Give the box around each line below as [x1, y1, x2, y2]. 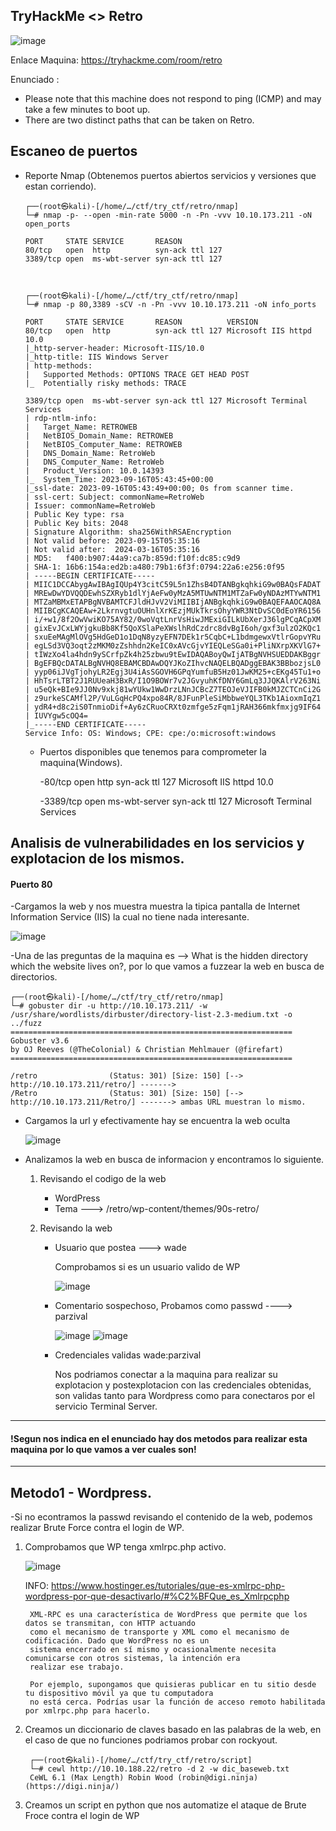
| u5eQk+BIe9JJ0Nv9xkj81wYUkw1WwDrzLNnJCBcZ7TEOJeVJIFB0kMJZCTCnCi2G [24, 684, 322, 694]
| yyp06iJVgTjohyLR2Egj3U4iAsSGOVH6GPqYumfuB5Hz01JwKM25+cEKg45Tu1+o [24, 667, 322, 677]
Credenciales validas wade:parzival [54, 1349, 202, 1361]
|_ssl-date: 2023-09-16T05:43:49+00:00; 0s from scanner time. [24, 483, 295, 493]
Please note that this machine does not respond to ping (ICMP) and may [24, 92, 322, 104]
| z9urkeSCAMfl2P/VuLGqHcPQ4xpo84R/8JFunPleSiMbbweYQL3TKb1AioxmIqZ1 [24, 693, 322, 703]
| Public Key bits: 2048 [24, 518, 129, 528]
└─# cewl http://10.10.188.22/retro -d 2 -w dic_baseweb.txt [29, 1764, 290, 1774]
